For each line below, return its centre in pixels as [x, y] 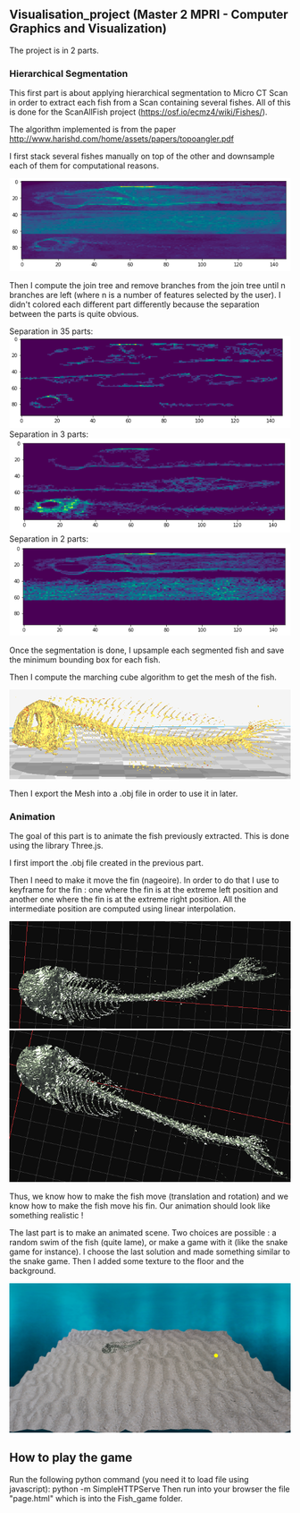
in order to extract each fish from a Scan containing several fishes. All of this [150, 103]
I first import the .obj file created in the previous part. [106, 863]
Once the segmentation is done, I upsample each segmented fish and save [147, 650]
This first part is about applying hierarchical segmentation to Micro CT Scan [149, 93]
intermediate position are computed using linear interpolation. [123, 909]
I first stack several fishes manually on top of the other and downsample [142, 157]
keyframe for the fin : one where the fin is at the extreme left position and [144, 890]
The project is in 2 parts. [54, 50]
